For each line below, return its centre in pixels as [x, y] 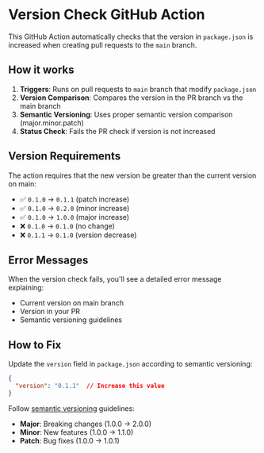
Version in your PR [50, 312]
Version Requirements [65, 156]
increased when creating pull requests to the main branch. [103, 44]
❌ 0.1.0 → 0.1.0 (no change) [67, 226]
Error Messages [48, 260]
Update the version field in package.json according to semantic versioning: [130, 364]
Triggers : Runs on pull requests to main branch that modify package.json [138, 89]
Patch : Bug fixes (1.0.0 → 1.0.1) [70, 440]
